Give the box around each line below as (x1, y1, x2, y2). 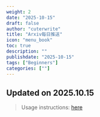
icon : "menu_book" (6, 37, 53, 43)
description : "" (6, 48, 47, 55)
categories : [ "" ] (6, 65, 50, 72)
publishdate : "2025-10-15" (6, 54, 75, 60)
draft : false (6, 20, 39, 26)
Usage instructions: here (21, 104, 83, 111)
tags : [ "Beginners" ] (6, 59, 59, 65)
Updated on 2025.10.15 (6, 87, 95, 98)
